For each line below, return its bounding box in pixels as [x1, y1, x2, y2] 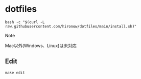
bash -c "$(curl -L [5, 20, 45, 25]
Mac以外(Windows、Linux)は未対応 [5, 43, 77, 49]
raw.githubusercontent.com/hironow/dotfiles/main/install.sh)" [5, 24, 137, 29]
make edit [5, 70, 25, 75]
